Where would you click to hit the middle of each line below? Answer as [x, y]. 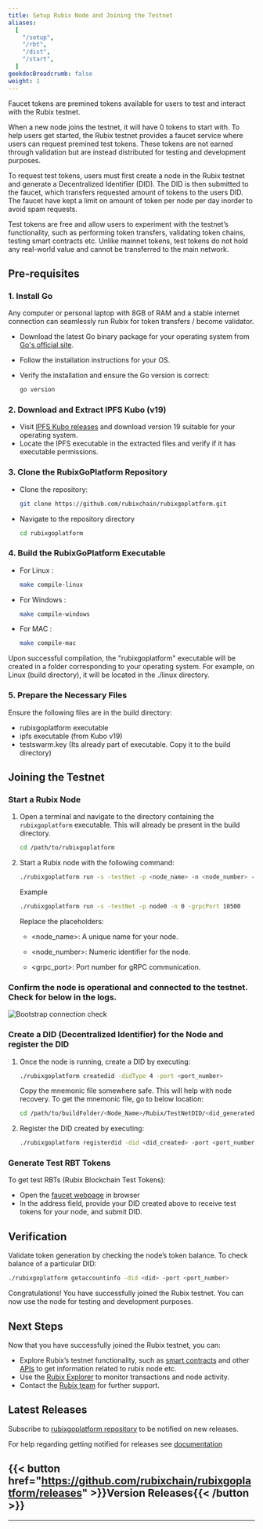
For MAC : [36, 629]
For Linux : [36, 570]
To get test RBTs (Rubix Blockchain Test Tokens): [87, 1180]
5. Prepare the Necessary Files [68, 695]
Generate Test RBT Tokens [59, 1163]
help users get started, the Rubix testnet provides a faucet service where [126, 135]
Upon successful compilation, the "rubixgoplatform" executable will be [122, 658]
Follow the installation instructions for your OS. [95, 360]
